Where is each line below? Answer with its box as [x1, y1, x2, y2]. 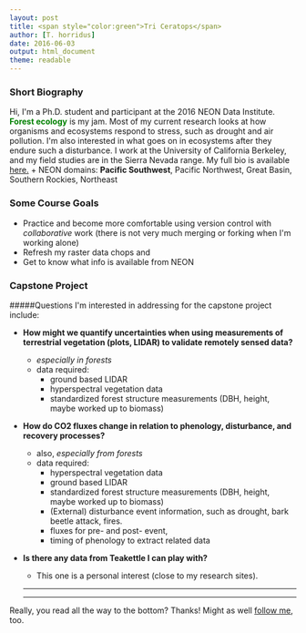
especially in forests [36, 354, 112, 365]
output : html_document [9, 47, 96, 56]
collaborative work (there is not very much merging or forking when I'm [22, 227, 291, 238]
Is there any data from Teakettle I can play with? [22, 552, 208, 563]
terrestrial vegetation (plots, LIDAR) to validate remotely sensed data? [22, 336, 293, 347]
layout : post [9, 13, 59, 23]
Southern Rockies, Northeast [9, 174, 118, 185]
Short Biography [9, 86, 84, 98]
